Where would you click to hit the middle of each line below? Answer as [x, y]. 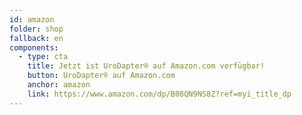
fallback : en [36, 38]
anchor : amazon [59, 85]
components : [34, 47]
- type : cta [43, 57]
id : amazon [32, 19]
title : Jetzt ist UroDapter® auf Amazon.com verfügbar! [146, 66]
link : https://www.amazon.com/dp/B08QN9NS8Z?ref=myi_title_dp [159, 94]
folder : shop [36, 29]
